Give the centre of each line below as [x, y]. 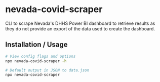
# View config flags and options [41, 56]
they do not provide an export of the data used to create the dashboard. [80, 28]
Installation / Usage [36, 45]
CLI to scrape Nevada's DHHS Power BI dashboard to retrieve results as [80, 23]
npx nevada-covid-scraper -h [36, 61]
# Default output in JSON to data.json [47, 70]
